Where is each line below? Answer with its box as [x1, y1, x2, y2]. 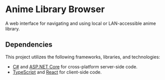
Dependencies [5, 41, 52, 49]
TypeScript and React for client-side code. [12, 69, 102, 75]
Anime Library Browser [5, 4, 105, 15]
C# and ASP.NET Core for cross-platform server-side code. [12, 63, 137, 69]
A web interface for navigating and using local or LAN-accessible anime [5, 20, 156, 26]
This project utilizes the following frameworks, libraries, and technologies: [5, 54, 160, 60]
